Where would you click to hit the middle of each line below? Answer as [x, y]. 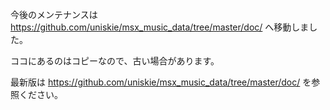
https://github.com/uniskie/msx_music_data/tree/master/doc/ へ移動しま [160, 27]
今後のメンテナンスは [54, 14]
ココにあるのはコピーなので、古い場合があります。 [115, 61]
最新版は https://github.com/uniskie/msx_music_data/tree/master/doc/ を [161, 82]
